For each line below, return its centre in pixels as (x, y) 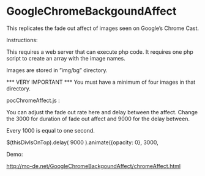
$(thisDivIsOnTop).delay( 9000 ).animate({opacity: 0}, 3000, (82, 142)
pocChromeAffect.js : (33, 100)
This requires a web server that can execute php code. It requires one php (100, 52)
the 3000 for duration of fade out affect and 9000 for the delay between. (98, 119)
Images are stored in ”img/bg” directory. (57, 70)
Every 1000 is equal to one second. (50, 130)
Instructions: (22, 40)
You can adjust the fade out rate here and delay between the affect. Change (102, 112)
